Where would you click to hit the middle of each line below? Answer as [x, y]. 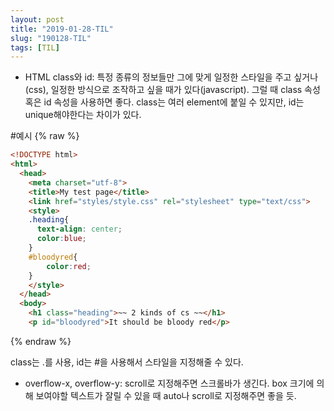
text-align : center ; [79, 229]
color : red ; [69, 266]
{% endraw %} [41, 341]
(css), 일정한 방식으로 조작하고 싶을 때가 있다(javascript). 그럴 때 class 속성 [172, 90]
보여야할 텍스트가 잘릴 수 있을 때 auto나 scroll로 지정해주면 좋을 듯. [166, 395]
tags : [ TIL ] [35, 47]
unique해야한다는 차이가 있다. [83, 115]
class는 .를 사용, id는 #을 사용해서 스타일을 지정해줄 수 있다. [127, 362]
